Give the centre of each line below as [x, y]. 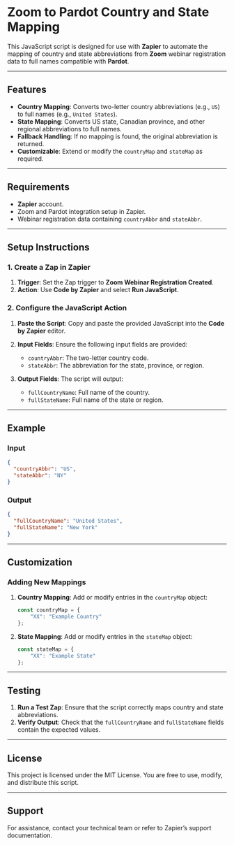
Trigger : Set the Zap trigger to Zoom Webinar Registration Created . [115, 282]
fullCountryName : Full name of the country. [89, 392]
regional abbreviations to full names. [69, 129]
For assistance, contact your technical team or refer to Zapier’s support [109, 828]
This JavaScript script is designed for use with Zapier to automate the [108, 46]
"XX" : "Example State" [63, 656]
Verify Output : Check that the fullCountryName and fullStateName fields [120, 722]
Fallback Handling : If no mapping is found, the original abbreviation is [117, 136]
